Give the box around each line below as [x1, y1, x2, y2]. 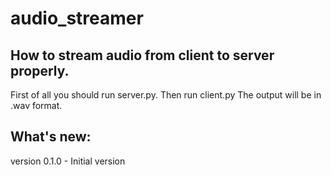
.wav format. [10, 100, 63, 111]
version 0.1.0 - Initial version [10, 155, 126, 167]
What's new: [10, 128, 92, 146]
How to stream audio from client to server [10, 47, 275, 64]
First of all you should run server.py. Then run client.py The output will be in [10, 89, 322, 101]
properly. [10, 62, 70, 79]
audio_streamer [10, 7, 144, 30]
